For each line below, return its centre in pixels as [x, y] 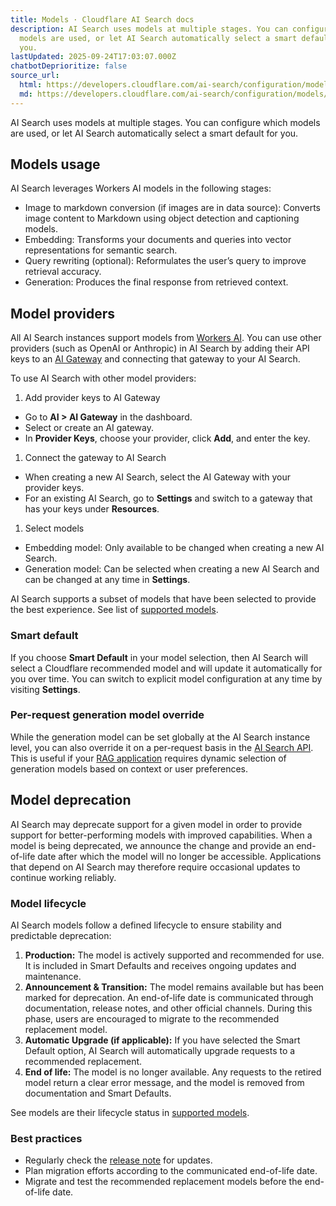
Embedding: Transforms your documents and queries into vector [158, 240]
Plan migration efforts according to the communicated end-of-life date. [171, 1171]
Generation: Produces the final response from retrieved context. [156, 282]
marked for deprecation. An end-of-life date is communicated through [169, 997]
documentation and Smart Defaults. [98, 1093]
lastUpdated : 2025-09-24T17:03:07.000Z [93, 57]
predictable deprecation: [61, 935]
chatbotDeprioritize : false [69, 66]
